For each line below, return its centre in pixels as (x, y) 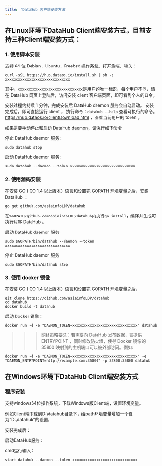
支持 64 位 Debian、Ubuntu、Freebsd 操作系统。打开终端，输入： (71, 66)
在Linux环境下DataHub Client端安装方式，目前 (75, 30)
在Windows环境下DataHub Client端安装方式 (72, 377)
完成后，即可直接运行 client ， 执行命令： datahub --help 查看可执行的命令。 (81, 112)
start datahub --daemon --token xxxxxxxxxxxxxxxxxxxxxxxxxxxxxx (71, 460)
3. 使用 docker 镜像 (27, 277)
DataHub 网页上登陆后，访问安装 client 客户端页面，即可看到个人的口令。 (84, 95)
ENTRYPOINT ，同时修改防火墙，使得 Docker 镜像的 (93, 341)
